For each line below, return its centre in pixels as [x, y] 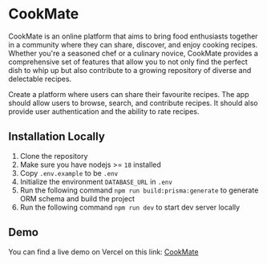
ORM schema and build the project [77, 198]
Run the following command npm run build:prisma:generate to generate [139, 190]
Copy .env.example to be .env [69, 173]
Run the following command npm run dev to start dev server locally [130, 207]
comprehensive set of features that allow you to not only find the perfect [128, 62]
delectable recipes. [40, 79]
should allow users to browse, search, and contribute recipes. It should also [133, 103]
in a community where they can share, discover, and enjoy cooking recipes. [133, 44]
